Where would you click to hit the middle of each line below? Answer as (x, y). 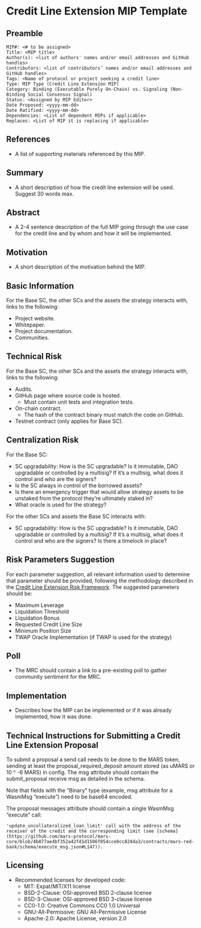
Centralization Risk (43, 440)
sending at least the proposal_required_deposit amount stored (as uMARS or (100, 765)
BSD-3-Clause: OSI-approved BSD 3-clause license (88, 899)
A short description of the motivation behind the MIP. (80, 267)
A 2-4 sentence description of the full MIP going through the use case (101, 227)
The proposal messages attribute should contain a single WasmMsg (90, 808)
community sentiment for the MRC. (58, 677)
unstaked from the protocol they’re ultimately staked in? (84, 498)
